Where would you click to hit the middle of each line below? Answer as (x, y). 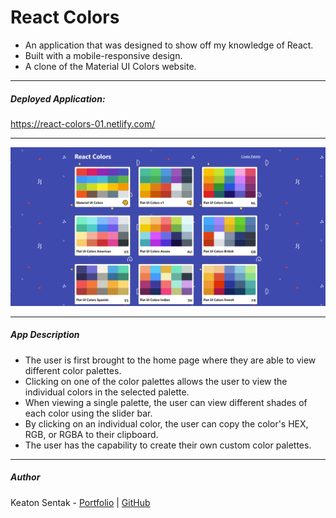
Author (25, 477)
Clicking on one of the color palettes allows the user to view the (156, 381)
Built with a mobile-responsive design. (103, 55)
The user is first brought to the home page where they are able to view (170, 360)
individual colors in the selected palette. (107, 392)
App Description (45, 335)
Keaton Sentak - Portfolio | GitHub (80, 502)
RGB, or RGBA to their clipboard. (91, 434)
